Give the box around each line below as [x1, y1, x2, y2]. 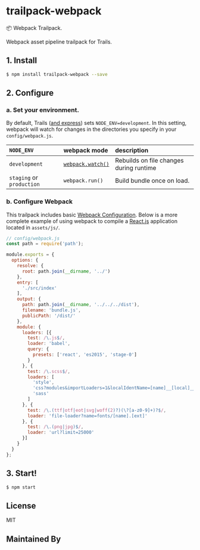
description [115, 146, 149, 155]
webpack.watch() [63, 161, 110, 168]
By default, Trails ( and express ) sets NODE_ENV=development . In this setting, [6, 120, 187, 127]
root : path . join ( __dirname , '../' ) [21, 268, 111, 274]
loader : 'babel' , [27, 341, 70, 347]
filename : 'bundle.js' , [21, 307, 82, 313]
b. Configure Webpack [6, 197, 73, 206]
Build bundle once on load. [115, 176, 190, 185]
